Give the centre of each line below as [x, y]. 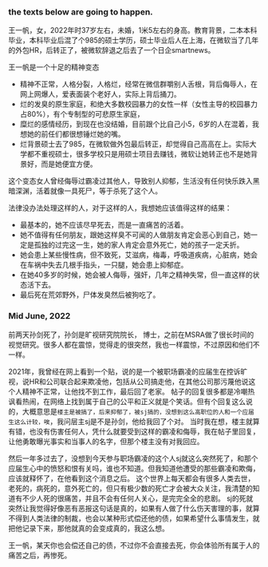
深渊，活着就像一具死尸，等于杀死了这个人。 [88, 191]
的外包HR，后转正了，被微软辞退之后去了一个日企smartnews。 [112, 50]
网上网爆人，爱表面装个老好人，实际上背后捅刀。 [100, 94]
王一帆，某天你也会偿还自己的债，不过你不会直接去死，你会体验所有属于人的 [134, 545]
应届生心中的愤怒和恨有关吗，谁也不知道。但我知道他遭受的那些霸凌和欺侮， [134, 468]
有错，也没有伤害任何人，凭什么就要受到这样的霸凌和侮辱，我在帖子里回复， [134, 431]
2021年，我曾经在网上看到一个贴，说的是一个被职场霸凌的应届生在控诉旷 [128, 371]
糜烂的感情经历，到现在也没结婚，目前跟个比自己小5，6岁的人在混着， [136, 124]
